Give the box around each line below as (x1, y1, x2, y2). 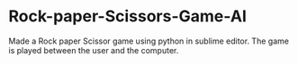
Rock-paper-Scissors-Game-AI (8, 6, 247, 27)
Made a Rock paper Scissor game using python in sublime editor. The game (8, 36, 290, 46)
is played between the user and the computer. (8, 44, 179, 55)
